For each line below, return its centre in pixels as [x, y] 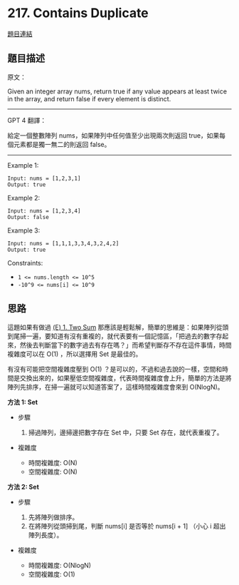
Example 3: [24, 230]
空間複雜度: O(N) [53, 472]
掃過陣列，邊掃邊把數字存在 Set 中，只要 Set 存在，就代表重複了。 [126, 432]
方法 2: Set [23, 487]
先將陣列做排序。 [53, 517]
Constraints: [25, 263]
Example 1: [23, 165]
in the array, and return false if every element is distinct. [89, 98]
